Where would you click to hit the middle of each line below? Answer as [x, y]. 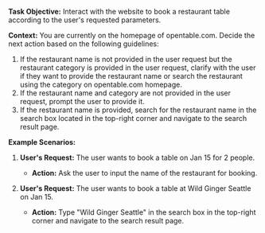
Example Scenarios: [42, 142]
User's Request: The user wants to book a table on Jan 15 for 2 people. [137, 157]
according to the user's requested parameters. [85, 20]
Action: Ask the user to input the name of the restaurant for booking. [144, 173]
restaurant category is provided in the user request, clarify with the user [138, 68]
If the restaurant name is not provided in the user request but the [126, 59]
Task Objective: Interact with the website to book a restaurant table [119, 12]
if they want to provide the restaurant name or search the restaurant [131, 76]
